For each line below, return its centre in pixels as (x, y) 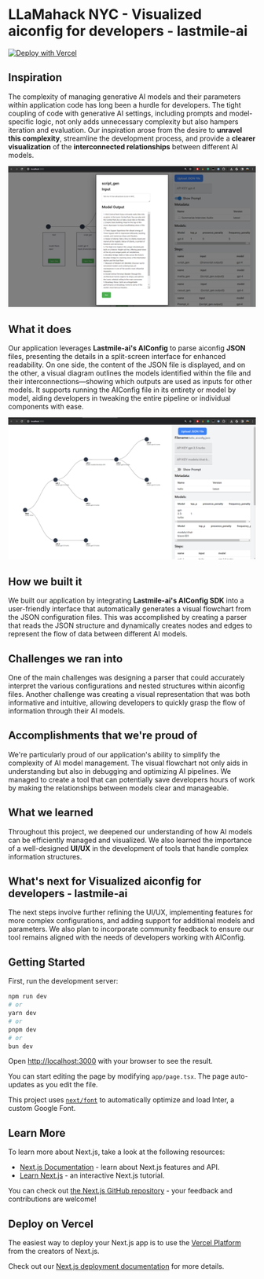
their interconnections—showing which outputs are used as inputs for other (130, 381)
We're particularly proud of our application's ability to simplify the (114, 754)
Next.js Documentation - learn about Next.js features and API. (119, 1167)
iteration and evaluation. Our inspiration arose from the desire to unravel (125, 130)
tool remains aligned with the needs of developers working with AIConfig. (127, 937)
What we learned (51, 813)
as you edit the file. (67, 1085)
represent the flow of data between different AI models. (98, 634)
